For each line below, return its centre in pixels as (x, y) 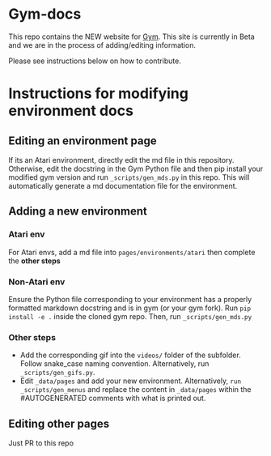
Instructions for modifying (98, 94)
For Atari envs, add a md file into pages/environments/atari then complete (132, 252)
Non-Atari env (37, 282)
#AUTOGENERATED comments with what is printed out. (113, 398)
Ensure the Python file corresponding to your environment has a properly (130, 299)
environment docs (71, 111)
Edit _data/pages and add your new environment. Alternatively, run (130, 381)
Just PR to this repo (41, 443)
